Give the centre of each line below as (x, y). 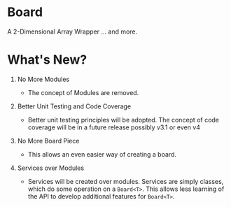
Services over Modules (51, 168)
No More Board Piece (48, 141)
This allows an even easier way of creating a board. (102, 154)
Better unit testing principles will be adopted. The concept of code (123, 120)
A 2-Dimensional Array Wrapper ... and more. (72, 31)
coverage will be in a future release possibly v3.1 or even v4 (114, 127)
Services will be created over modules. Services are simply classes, (126, 181)
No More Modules (43, 79)
